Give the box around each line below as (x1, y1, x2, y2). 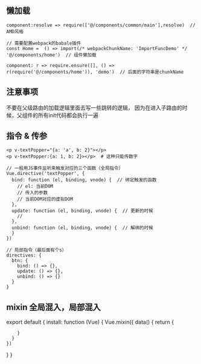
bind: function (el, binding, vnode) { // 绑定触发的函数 (11, 177, 157, 183)
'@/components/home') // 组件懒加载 (6, 52, 97, 58)
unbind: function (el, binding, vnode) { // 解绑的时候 (11, 225, 153, 231)
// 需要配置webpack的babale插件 (6, 40, 81, 46)
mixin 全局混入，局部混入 (6, 302, 101, 312)
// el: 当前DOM (17, 184, 54, 190)
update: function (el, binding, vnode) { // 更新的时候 (11, 208, 153, 214)
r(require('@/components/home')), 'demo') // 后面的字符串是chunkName (6, 69, 184, 75)
